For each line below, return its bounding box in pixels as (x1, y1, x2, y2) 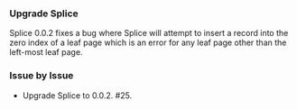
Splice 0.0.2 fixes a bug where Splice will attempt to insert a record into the (9, 28, 289, 39)
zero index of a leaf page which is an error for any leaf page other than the (9, 37, 287, 48)
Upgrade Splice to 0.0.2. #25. (22, 89, 133, 101)
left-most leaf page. (9, 47, 83, 58)
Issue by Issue (9, 69, 74, 82)
